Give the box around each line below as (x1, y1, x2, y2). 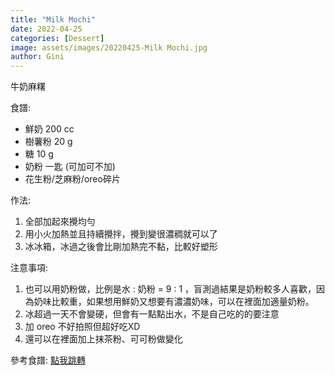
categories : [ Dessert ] (10, 33, 105, 43)
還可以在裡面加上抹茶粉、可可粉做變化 (24, 333, 183, 345)
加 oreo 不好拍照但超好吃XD (24, 321, 141, 333)
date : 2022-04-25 (10, 24, 83, 34)
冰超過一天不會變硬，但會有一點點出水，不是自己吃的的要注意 (24, 308, 280, 320)
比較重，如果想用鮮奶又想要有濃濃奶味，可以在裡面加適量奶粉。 (51, 296, 315, 308)
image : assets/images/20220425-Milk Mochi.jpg (10, 42, 208, 53)
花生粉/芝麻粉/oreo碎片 (24, 173, 121, 185)
